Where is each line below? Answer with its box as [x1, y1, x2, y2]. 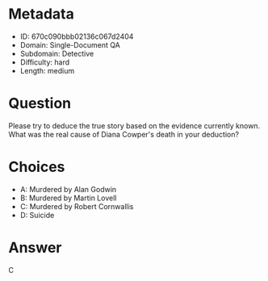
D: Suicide [19, 210, 55, 220]
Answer [8, 239, 62, 257]
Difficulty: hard [19, 57, 70, 67]
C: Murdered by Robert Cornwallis [19, 201, 134, 211]
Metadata [8, 5, 74, 23]
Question [8, 94, 71, 113]
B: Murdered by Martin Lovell [19, 193, 117, 203]
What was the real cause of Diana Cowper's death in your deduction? [8, 129, 240, 139]
